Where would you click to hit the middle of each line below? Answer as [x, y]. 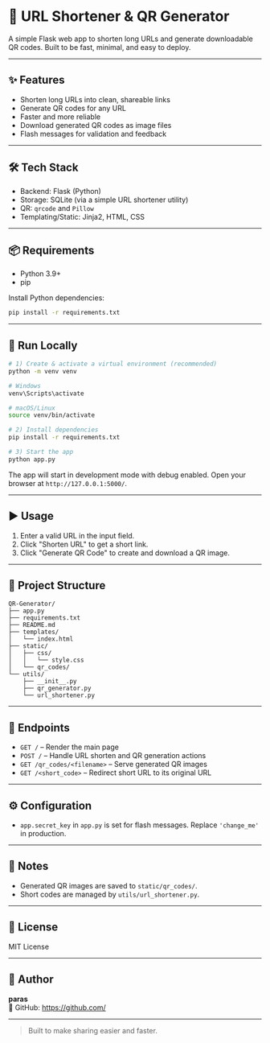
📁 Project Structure [57, 585]
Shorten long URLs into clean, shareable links [95, 99]
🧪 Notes [29, 866]
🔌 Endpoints [39, 728]
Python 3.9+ [41, 274]
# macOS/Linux [32, 408]
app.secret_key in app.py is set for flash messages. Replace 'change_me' [139, 825]
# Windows [25, 385]
